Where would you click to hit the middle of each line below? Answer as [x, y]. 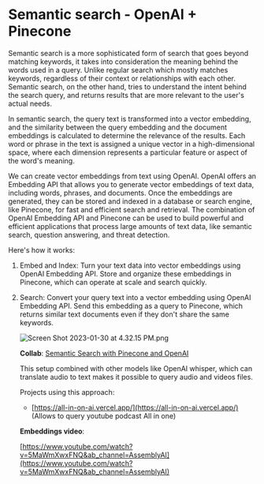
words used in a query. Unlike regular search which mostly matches [118, 69]
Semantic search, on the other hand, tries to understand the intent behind [127, 86]
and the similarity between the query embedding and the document [117, 127]
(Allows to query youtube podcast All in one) [104, 415]
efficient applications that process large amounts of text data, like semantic [130, 226]
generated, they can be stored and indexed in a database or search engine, [130, 201]
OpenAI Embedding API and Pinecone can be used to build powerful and [126, 218]
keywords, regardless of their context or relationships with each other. [122, 78]
